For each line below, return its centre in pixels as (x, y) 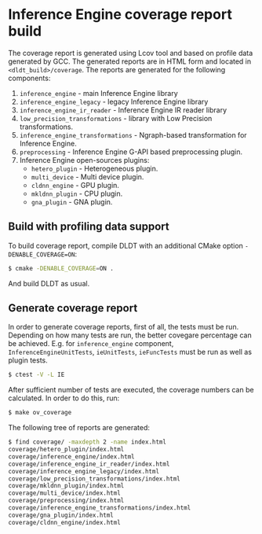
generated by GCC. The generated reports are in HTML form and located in (130, 61)
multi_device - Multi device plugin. (87, 177)
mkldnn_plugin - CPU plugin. (77, 193)
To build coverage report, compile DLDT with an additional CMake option (126, 245)
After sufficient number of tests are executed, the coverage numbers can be (131, 390)
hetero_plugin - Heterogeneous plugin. (95, 168)
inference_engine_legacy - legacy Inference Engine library (114, 101)
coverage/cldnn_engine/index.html (65, 522)
